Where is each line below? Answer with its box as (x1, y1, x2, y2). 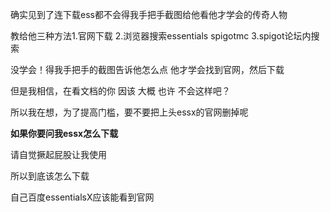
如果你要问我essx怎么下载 (10, 128, 119, 139)
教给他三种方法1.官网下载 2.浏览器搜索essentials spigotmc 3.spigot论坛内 (10, 30, 312, 42)
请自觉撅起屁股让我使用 (10, 149, 107, 160)
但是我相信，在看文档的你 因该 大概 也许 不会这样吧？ (10, 85, 231, 97)
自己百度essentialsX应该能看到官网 (10, 191, 155, 203)
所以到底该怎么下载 (10, 170, 90, 182)
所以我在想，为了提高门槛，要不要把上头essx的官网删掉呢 (10, 106, 249, 118)
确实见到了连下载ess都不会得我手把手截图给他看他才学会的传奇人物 (10, 9, 288, 20)
